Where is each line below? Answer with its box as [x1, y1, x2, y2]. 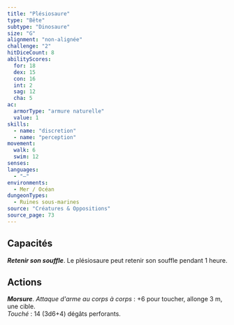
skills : [7, 120, 30, 128]
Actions [7, 276, 42, 288]
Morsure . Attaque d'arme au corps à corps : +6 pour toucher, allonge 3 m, [7, 295, 223, 303]
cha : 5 [13, 95, 33, 102]
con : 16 [13, 75, 36, 82]
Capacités [7, 238, 53, 250]
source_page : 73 [7, 212, 54, 219]
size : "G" [7, 29, 36, 37]
